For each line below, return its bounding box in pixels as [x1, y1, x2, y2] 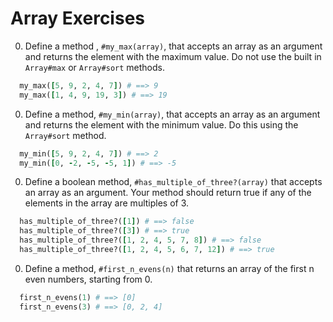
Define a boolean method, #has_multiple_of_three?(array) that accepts [24, 176, 323, 188]
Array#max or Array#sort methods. [24, 61, 165, 73]
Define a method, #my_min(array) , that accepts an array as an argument [24, 108, 321, 120]
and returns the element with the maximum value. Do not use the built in [24, 50, 322, 62]
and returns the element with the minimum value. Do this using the [24, 118, 299, 131]
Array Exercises [10, 7, 145, 30]
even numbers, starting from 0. [24, 273, 153, 285]
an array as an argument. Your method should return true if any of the [24, 187, 312, 199]
